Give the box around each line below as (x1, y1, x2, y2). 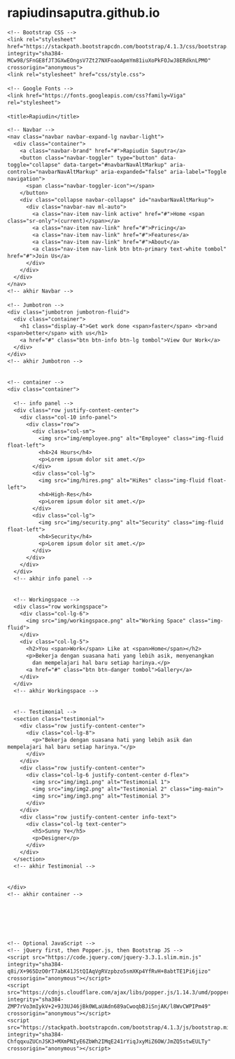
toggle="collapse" (7, 161, 61, 168)
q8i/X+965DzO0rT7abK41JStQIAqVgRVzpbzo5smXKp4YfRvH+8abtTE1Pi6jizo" (7, 968, 211, 975)
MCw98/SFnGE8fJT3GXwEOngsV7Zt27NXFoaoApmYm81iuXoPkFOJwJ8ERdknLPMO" (7, 57, 211, 64)
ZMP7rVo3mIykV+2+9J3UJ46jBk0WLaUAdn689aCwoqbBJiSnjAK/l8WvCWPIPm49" (7, 1003, 211, 1010)
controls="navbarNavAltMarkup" (7, 168, 99, 175)
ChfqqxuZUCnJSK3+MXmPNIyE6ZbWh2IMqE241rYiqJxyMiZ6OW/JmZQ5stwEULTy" (7, 1038, 211, 1045)
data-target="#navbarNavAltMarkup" (63, 161, 168, 168)
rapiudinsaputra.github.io (7, 5, 160, 21)
